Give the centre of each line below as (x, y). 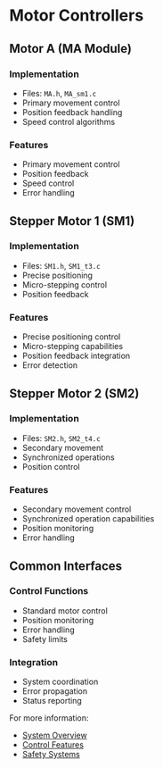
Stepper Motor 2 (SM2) (74, 393)
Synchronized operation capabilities (88, 519)
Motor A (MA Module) (70, 49)
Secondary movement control (77, 509)
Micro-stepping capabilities (72, 346)
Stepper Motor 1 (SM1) (72, 221)
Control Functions (49, 591)
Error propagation (55, 691)
